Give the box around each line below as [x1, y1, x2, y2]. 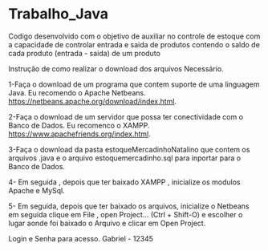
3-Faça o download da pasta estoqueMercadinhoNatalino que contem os [8, 144, 250, 154]
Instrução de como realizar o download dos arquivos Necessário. [8, 63, 224, 73]
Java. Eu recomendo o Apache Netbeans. [8, 87, 146, 97]
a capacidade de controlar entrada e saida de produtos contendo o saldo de [8, 39, 261, 49]
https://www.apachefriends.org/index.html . [8, 129, 151, 139]
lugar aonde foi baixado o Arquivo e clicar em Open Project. [8, 218, 206, 228]
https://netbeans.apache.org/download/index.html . [8, 96, 177, 106]
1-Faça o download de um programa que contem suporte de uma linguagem [8, 79, 260, 89]
